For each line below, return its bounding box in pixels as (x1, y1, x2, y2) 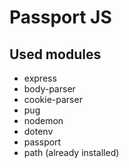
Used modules (9, 46, 102, 63)
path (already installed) (23, 147, 120, 158)
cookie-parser (23, 94, 83, 105)
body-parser (23, 83, 76, 95)
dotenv (23, 126, 54, 137)
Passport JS (9, 6, 112, 29)
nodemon (23, 115, 64, 126)
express (23, 72, 57, 84)
